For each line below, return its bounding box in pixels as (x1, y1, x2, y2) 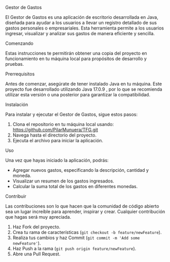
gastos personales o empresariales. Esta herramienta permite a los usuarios (5, 25, 164, 31)
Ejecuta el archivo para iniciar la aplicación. (12, 138, 104, 143)
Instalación (5, 101, 28, 108)
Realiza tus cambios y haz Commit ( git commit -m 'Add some (12, 234, 140, 241)
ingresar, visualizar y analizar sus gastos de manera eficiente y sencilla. (5, 31, 155, 36)
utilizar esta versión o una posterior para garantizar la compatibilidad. (5, 92, 151, 97)
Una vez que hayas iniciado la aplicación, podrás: (5, 158, 109, 163)
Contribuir (5, 193, 26, 199)
